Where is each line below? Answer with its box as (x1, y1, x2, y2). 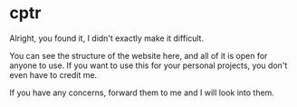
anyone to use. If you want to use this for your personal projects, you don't (9, 60, 288, 71)
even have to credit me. (9, 69, 98, 80)
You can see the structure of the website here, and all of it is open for (9, 50, 268, 61)
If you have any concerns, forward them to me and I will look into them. (9, 87, 274, 98)
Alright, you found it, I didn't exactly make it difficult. (9, 33, 205, 44)
